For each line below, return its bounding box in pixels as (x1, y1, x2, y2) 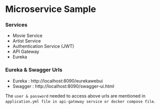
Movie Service (12, 32, 43, 38)
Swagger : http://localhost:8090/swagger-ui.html (12, 83, 115, 89)
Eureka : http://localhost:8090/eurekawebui (12, 77, 103, 83)
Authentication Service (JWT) (12, 43, 74, 49)
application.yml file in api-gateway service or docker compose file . (5, 98, 155, 104)
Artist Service (12, 38, 41, 44)
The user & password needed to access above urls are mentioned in (5, 92, 146, 98)
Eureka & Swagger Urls (5, 66, 63, 73)
